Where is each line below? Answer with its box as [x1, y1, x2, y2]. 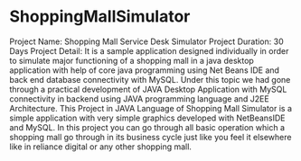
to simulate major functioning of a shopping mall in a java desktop [9, 55, 255, 66]
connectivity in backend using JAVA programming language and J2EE [9, 93, 269, 104]
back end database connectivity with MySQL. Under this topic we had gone [9, 74, 291, 85]
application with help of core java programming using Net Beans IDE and [9, 65, 280, 76]
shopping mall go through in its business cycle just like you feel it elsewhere [9, 131, 292, 142]
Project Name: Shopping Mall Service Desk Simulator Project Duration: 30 [9, 36, 284, 47]
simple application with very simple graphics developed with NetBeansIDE [9, 112, 286, 123]
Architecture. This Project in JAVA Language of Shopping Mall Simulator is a [9, 103, 292, 113]
